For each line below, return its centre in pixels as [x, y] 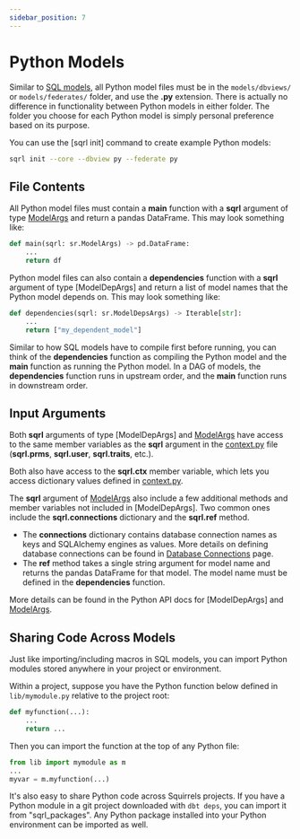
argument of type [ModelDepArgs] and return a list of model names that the [149, 287]
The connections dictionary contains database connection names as [150, 535]
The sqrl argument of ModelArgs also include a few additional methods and [149, 498]
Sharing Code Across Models [93, 638]
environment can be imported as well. [79, 825]
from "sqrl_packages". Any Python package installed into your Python [138, 815]
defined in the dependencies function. [94, 582]
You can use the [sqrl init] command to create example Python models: [140, 142]
